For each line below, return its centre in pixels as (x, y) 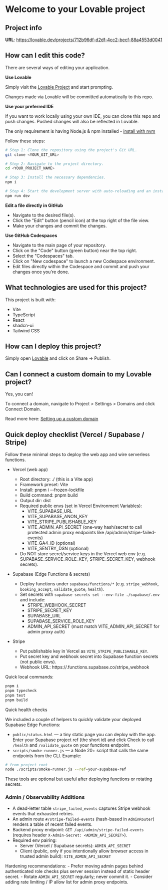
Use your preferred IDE (29, 106)
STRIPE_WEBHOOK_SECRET (57, 605)
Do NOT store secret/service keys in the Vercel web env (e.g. (83, 554)
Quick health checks (26, 710)
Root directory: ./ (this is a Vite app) (56, 479)
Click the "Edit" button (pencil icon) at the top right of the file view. (81, 220)
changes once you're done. (41, 272)
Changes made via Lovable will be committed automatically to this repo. (79, 97)
